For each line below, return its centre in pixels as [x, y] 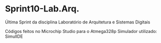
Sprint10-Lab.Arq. [42, 9]
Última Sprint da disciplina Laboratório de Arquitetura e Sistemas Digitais [78, 22]
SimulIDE [14, 36]
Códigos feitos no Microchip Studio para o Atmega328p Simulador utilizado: [81, 31]
